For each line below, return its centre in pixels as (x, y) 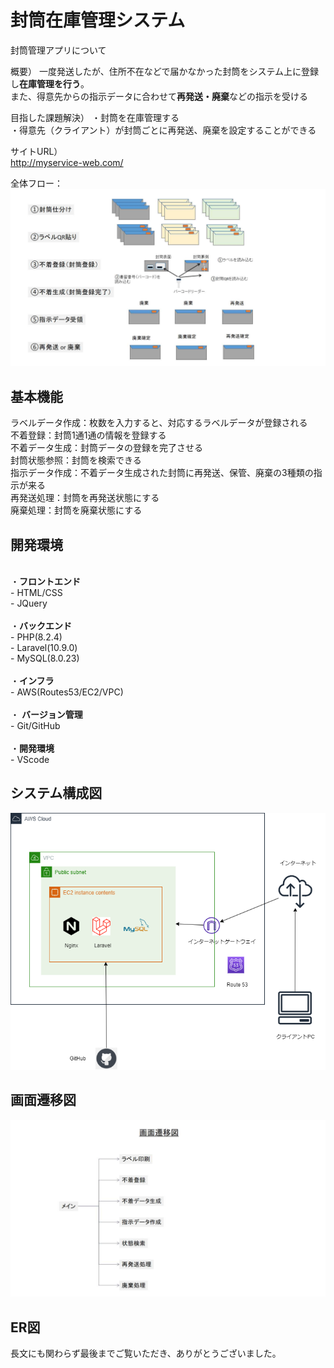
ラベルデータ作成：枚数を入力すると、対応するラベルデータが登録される (159, 423)
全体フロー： (36, 183)
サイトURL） (36, 151)
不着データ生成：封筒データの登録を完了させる (106, 448)
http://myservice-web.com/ (67, 162)
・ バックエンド (41, 626)
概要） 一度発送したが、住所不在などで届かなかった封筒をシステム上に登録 (164, 71)
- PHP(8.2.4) (36, 637)
